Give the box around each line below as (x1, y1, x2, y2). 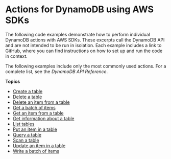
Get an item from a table (12, 110, 64, 116)
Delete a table (12, 94, 42, 100)
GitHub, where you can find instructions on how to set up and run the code (5, 48, 163, 54)
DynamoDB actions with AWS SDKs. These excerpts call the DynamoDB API (5, 37, 165, 43)
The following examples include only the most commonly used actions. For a (5, 63, 166, 69)
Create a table (12, 88, 43, 94)
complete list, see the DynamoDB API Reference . (5, 68, 108, 75)
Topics (5, 78, 20, 84)
